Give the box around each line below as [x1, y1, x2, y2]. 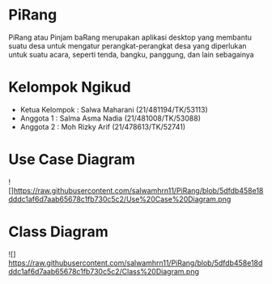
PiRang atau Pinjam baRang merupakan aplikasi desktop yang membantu [8, 32, 253, 42]
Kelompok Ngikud [8, 78, 131, 96]
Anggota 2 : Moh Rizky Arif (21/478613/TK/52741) [19, 121, 186, 131]
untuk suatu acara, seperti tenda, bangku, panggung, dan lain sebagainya [8, 49, 254, 59]
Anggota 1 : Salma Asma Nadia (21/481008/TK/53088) [19, 113, 201, 123]
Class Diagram [8, 223, 109, 240]
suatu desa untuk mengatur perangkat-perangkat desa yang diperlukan [8, 40, 247, 50]
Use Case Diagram [8, 150, 136, 169]
